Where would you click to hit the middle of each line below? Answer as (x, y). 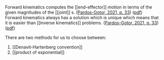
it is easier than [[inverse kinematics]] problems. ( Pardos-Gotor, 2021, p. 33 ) (82, 23)
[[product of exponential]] (38, 52)
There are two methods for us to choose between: (56, 37)
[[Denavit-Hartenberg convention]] (47, 47)
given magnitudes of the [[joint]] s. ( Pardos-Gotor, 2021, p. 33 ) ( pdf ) (74, 12)
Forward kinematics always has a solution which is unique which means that (82, 17)
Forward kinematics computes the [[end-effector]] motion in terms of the (79, 7)
